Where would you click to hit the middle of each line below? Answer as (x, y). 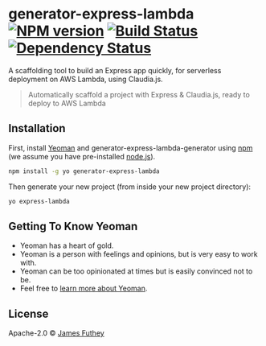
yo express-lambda (39, 201)
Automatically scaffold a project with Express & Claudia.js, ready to (139, 94)
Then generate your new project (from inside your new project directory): (130, 187)
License (29, 313)
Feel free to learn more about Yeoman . (84, 288)
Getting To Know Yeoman (73, 226)
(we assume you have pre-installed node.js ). (82, 156)
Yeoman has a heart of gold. (67, 245)
